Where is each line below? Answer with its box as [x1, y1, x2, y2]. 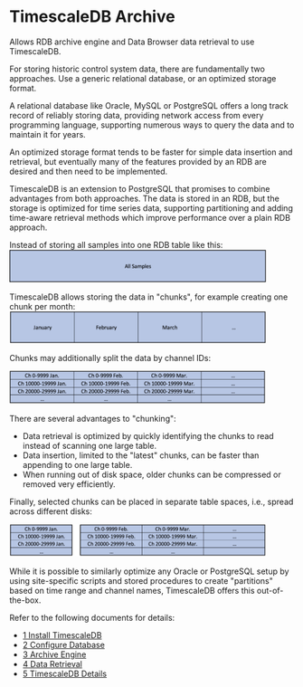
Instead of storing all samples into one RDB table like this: [9, 239, 223, 250]
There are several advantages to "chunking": [9, 414, 176, 424]
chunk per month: [9, 301, 76, 311]
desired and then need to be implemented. [9, 166, 168, 177]
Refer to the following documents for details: [9, 613, 175, 624]
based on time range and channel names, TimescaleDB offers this [9, 586, 255, 596]
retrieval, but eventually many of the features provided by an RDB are [9, 156, 267, 167]
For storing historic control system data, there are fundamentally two [9, 63, 265, 74]
